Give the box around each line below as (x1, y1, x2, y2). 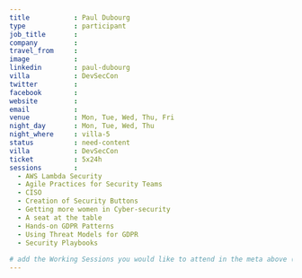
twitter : (9, 80, 78, 89)
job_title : (9, 30, 78, 39)
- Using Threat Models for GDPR (17, 230, 139, 239)
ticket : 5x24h (9, 154, 102, 164)
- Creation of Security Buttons (17, 196, 139, 206)
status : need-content (9, 138, 130, 147)
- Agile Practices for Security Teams (17, 180, 164, 189)
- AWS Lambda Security (17, 171, 102, 180)
